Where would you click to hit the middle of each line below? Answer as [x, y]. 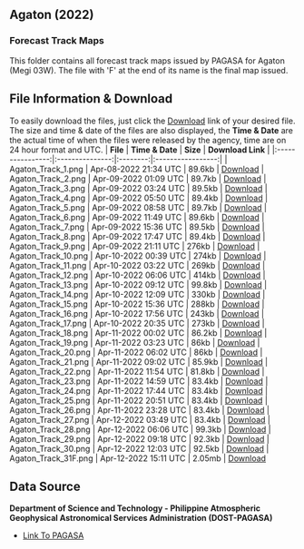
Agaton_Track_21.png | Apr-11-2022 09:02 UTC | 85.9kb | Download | [139, 361]
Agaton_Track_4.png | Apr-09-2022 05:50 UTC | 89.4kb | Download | [139, 198]
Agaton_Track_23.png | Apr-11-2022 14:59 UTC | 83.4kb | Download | [139, 381]
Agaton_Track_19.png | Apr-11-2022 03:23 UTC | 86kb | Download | [135, 342]
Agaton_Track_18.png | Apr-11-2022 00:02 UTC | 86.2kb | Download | [138, 333]
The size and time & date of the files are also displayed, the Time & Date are [151, 130]
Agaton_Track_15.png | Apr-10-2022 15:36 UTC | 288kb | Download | [137, 304]
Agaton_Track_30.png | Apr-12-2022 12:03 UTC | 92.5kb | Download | [139, 448]
